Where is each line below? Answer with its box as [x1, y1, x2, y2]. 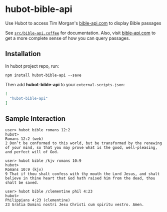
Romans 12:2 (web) [5, 136, 43, 141]
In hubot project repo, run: [5, 63, 59, 69]
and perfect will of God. [5, 149, 59, 155]
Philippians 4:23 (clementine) [5, 198, 70, 203]
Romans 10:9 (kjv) [5, 167, 43, 172]
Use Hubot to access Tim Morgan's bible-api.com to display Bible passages [5, 20, 161, 26]
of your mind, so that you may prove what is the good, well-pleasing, [5, 145, 157, 150]
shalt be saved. [5, 180, 39, 185]
